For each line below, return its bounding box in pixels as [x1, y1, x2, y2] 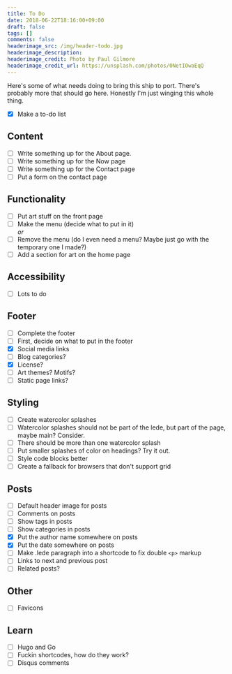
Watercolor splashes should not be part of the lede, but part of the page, [17, 423, 226, 432]
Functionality [7, 193, 66, 205]
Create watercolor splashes [17, 415, 97, 423]
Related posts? [17, 564, 61, 573]
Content [7, 131, 44, 142]
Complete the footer [17, 329, 75, 337]
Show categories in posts [17, 525, 91, 534]
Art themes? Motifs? [17, 368, 75, 376]
